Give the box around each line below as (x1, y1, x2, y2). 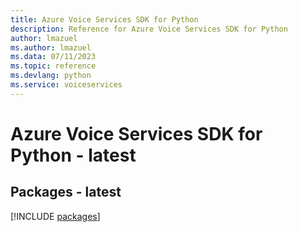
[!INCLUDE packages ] (10, 210, 101, 222)
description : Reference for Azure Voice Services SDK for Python (10, 24, 288, 34)
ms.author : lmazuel (10, 42, 92, 53)
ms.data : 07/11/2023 (10, 52, 97, 62)
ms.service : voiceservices (10, 80, 123, 90)
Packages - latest (10, 184, 122, 201)
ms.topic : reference (10, 61, 97, 71)
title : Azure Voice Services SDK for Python (10, 14, 199, 25)
